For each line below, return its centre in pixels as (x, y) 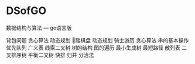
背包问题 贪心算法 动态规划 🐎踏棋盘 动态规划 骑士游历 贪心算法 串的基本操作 (97, 40)
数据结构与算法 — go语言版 (39, 28)
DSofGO (26, 11)
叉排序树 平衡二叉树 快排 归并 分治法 (50, 55)
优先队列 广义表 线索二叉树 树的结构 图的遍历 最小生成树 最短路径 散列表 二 (97, 48)
